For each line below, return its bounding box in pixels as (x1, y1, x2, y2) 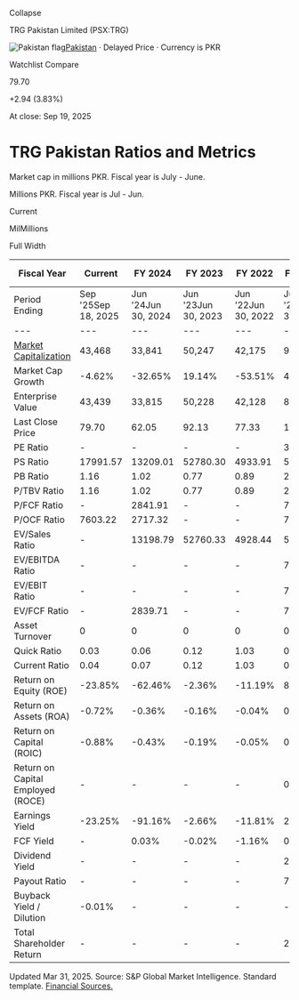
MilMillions (9, 222, 49, 234)
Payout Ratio (13, 875, 67, 887)
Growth (13, 375, 44, 388)
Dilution (13, 911, 46, 923)
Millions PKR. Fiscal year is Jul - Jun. (9, 189, 145, 199)
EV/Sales (13, 528, 52, 540)
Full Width (9, 240, 46, 251)
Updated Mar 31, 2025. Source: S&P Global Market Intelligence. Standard (9, 971, 278, 981)
